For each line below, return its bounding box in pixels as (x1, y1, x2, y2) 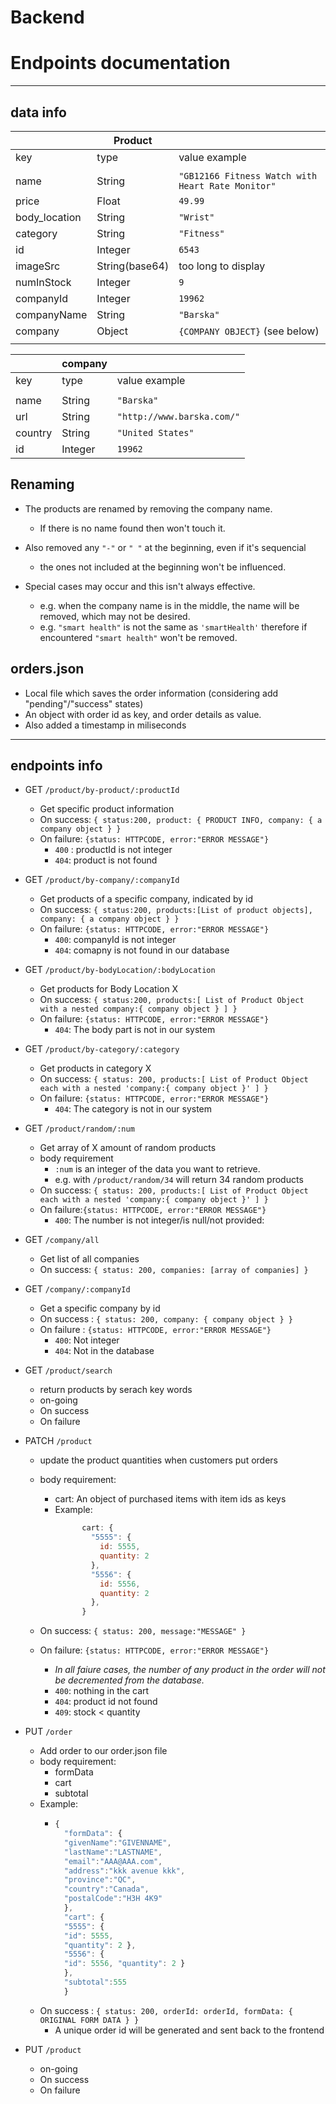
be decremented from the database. (54, 1674, 205, 1686)
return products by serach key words (39, 1384, 193, 1396)
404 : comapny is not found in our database (54, 944, 230, 956)
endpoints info (10, 757, 103, 774)
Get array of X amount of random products (39, 1142, 217, 1154)
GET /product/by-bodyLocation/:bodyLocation (24, 964, 216, 976)
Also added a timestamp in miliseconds (24, 719, 187, 731)
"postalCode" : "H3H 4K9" (63, 1894, 163, 1904)
